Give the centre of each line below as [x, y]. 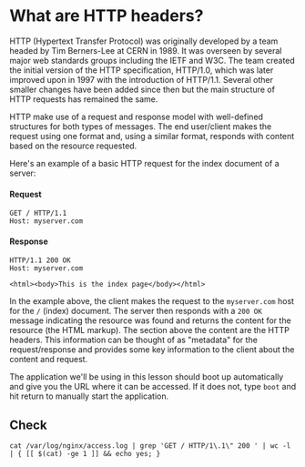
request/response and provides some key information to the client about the [152, 350]
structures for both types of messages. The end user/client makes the [141, 126]
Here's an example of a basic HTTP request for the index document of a [144, 163]
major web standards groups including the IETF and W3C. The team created [152, 60]
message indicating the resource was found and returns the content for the [150, 320]
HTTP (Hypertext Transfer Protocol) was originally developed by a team [144, 41]
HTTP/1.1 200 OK [40, 260]
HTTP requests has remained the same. [84, 99]
